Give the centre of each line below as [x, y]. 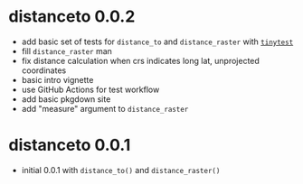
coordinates [44, 70]
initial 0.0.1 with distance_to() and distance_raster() [121, 170]
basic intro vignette [57, 79]
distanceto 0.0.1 [70, 145]
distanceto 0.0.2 [72, 17]
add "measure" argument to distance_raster [105, 108]
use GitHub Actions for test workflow [90, 89]
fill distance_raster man [66, 51]
